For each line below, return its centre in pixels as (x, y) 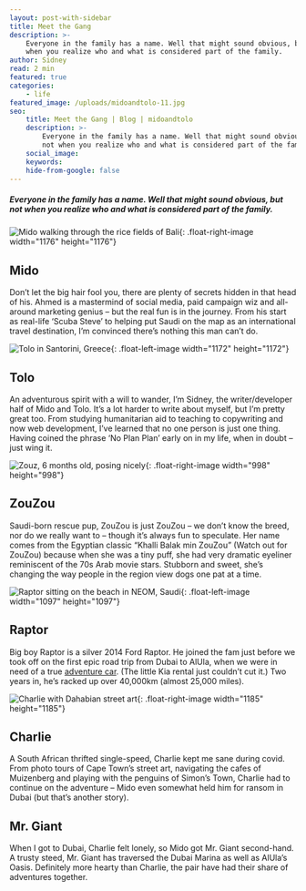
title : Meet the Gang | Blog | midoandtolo (110, 119)
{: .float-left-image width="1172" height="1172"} (200, 349)
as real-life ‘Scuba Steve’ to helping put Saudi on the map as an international (153, 322)
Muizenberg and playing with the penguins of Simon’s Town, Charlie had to (150, 778)
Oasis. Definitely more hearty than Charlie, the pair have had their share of (149, 867)
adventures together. (49, 877)
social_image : (52, 153)
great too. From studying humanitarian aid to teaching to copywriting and (147, 418)
